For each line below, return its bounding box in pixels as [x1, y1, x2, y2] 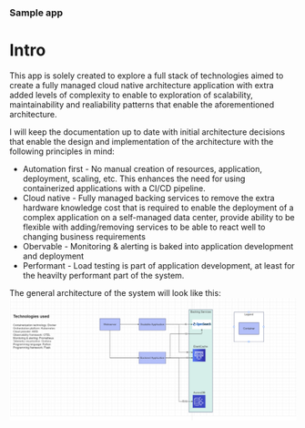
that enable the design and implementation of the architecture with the [9, 136, 274, 147]
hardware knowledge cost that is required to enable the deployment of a [22, 202, 294, 213]
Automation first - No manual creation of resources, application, [22, 163, 262, 174]
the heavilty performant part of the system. [22, 270, 185, 280]
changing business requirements [22, 230, 146, 242]
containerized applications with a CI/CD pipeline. [22, 182, 207, 193]
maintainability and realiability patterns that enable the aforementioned [9, 98, 275, 110]
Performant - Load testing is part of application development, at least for [22, 260, 296, 270]
